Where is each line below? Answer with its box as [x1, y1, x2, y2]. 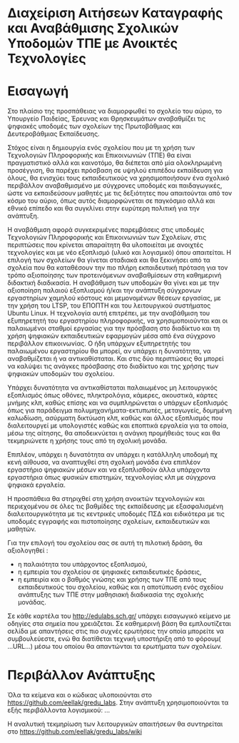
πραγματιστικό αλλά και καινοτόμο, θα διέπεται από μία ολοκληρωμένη [7, 158, 223, 167]
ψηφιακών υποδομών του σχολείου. [7, 370, 115, 378]
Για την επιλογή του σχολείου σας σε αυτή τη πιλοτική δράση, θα [7, 539, 203, 547]
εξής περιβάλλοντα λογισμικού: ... [7, 706, 111, 714]
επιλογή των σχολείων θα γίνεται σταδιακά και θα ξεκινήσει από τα [7, 256, 210, 265]
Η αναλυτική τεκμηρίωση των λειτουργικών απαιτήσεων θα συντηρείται [7, 719, 223, 729]
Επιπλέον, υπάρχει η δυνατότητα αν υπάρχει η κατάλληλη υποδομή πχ [7, 450, 218, 459]
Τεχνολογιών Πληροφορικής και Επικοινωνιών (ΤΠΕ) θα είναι [7, 151, 191, 160]
